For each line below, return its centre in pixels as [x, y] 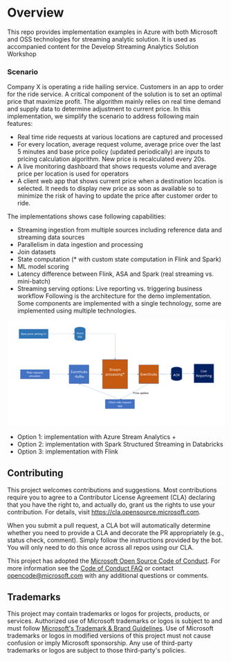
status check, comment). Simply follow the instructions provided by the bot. [115, 540]
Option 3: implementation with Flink [68, 451]
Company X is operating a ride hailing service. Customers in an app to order [115, 87]
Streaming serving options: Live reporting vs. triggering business [110, 289]
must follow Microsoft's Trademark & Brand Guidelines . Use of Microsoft [110, 629]
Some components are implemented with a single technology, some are [119, 304]
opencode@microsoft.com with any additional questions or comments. [108, 575]
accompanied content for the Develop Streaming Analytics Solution [103, 46]
